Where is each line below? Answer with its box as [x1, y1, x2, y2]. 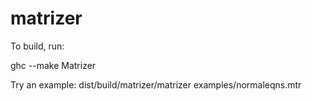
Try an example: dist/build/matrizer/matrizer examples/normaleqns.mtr [10, 78, 302, 91]
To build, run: [10, 40, 65, 52]
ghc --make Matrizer [10, 59, 97, 71]
